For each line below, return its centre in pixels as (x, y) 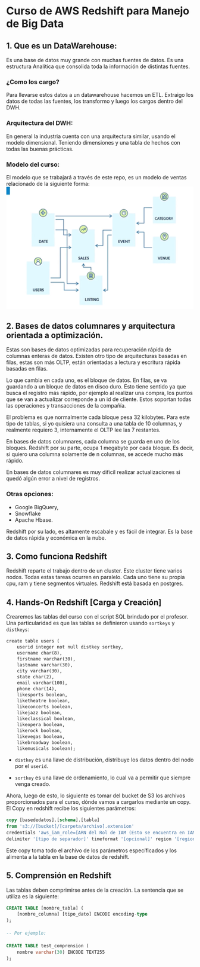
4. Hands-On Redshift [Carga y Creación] (84, 602)
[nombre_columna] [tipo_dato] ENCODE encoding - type (82, 914)
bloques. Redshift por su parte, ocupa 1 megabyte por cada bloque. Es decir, (100, 448)
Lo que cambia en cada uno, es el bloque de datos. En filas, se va (87, 380)
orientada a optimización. (54, 335)
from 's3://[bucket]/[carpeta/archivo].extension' (70, 827)
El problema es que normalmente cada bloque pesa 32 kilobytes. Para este (98, 417)
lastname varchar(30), (45, 665)
